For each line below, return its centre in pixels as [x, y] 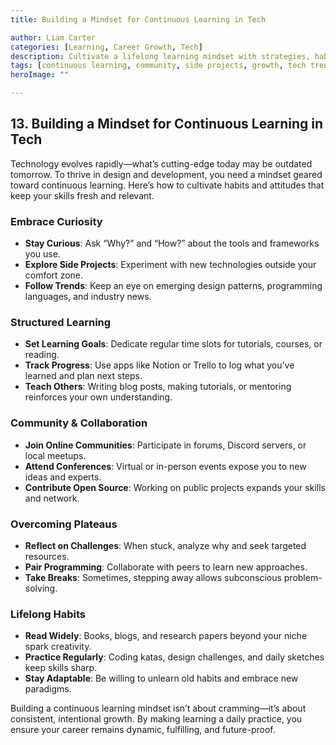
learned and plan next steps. [83, 376]
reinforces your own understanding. [98, 397]
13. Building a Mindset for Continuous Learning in [167, 124]
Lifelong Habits [48, 614]
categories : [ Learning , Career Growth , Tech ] [106, 47]
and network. [52, 498]
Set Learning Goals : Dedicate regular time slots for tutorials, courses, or [173, 344]
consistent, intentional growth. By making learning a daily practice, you [156, 719]
